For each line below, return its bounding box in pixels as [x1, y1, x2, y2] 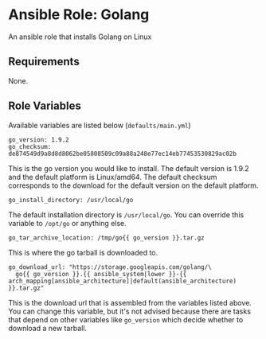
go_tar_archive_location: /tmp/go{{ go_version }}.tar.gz [8, 233, 205, 242]
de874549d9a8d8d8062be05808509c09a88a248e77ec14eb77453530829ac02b [8, 150, 237, 158]
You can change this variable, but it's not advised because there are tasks [8, 306, 251, 316]
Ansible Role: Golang [8, 6, 150, 24]
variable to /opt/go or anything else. [8, 218, 127, 228]
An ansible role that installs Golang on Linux [8, 32, 152, 41]
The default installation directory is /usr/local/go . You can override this [8, 209, 244, 220]
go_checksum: [8, 142, 52, 150]
